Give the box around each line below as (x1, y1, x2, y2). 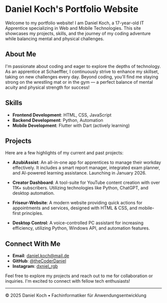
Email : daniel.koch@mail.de (12, 253, 70, 259)
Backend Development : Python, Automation (12, 117, 103, 123)
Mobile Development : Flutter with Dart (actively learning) (12, 122, 130, 128)
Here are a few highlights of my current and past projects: (5, 150, 124, 156)
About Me (5, 50, 36, 59)
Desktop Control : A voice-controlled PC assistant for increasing (12, 220, 144, 226)
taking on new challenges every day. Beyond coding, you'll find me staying (5, 73, 159, 80)
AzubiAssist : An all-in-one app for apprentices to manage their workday (12, 160, 162, 166)
